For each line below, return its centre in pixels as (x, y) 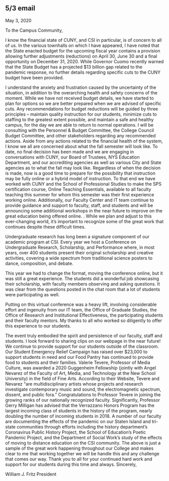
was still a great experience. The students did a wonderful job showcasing (82, 278)
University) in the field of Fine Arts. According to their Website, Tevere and (82, 379)
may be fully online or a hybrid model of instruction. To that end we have (80, 178)
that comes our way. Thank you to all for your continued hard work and (79, 459)
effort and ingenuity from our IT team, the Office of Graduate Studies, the (81, 309)
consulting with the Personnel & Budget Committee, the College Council (80, 130)
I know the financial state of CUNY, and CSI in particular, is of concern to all (83, 40)
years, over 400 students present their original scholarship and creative (79, 252)
